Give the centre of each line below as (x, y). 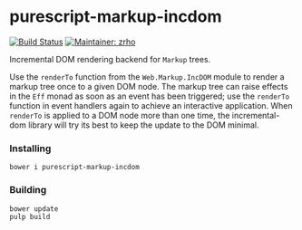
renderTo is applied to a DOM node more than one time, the (120, 115)
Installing (30, 149)
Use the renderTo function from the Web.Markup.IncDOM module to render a (147, 77)
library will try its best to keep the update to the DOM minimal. (144, 125)
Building (28, 190)
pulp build (30, 216)
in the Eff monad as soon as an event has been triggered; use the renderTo (150, 96)
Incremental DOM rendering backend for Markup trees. (110, 59)
